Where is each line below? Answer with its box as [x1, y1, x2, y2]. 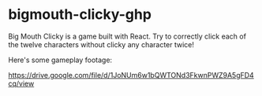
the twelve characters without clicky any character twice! [8, 39, 195, 49]
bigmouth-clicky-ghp [8, 6, 152, 24]
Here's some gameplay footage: [8, 55, 113, 65]
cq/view [8, 79, 35, 88]
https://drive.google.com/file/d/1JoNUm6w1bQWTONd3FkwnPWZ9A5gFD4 [8, 70, 254, 79]
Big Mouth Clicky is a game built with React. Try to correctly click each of [8, 31, 247, 41]
